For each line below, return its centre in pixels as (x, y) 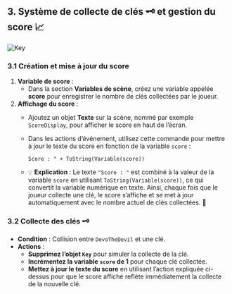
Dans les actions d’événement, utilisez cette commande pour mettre (126, 139)
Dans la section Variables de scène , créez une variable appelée (121, 89)
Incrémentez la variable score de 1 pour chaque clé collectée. (117, 262)
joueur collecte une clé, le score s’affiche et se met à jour (111, 195)
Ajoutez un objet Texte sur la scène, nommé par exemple (111, 118)
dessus (38, 276)
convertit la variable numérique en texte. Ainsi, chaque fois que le (123, 188)
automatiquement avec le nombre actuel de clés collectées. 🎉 (117, 202)
